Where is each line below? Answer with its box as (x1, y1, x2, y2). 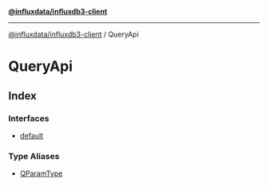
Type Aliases (8, 150, 60, 161)
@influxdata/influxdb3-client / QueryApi (8, 29, 140, 39)
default (19, 130, 44, 140)
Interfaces (8, 113, 49, 124)
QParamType (19, 169, 63, 178)
